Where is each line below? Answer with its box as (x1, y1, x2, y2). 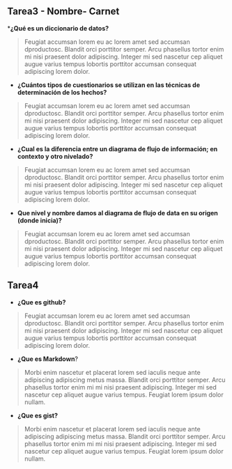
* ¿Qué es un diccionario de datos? (7, 24, 109, 32)
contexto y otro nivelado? (17, 152, 93, 160)
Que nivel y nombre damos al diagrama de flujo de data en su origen (17, 208, 218, 217)
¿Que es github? (17, 298, 66, 306)
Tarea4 (7, 279, 39, 291)
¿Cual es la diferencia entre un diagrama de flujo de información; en (17, 144, 218, 153)
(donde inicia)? (17, 216, 63, 224)
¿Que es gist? (17, 411, 58, 420)
